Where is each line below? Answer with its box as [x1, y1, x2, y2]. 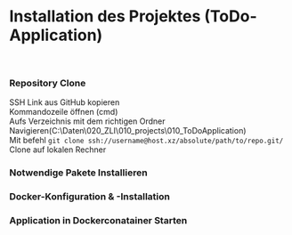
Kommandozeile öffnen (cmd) [9, 107, 118, 117]
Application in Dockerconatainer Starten [9, 215, 188, 226]
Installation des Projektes [9, 6, 201, 27]
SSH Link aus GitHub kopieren [9, 97, 120, 108]
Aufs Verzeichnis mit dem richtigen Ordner [9, 116, 166, 126]
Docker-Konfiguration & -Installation [9, 190, 171, 203]
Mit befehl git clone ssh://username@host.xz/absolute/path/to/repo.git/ [9, 135, 284, 146]
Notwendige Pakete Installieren [9, 166, 149, 179]
